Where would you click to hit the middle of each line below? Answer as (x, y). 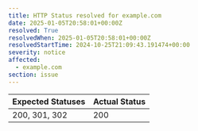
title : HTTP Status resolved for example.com (85, 15)
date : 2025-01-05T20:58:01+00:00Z (66, 23)
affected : (25, 60)
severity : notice (37, 52)
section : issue (33, 75)
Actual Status (119, 102)
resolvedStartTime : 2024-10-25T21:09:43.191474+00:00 (99, 45)
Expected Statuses (49, 102)
